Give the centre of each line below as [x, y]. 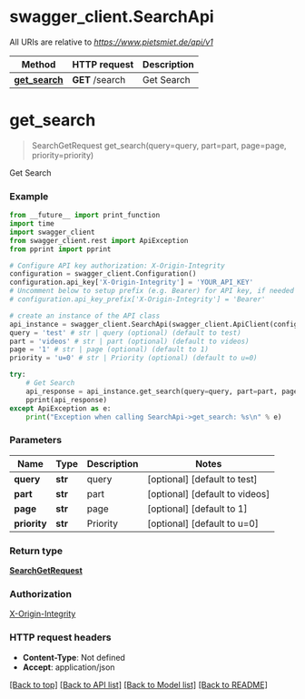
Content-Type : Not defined [74, 657]
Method [39, 64]
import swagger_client [52, 232]
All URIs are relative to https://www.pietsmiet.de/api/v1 [111, 42]
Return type [36, 551]
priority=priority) [63, 155]
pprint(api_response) [66, 400]
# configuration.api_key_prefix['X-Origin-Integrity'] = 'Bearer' [138, 299]
